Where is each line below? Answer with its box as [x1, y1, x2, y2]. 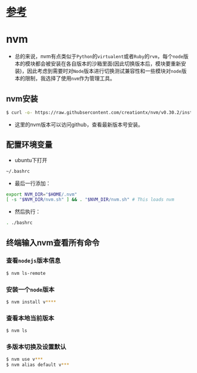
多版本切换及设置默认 [6, 342, 66, 351]
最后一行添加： [14, 180, 51, 187]
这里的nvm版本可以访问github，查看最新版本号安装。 [14, 121, 144, 128]
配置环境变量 [6, 140, 53, 150]
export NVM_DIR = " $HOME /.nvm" [6, 191, 77, 197]
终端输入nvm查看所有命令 [6, 237, 100, 247]
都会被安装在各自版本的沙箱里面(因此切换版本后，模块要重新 [35, 60, 181, 68]
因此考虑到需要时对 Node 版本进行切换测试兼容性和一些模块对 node [26, 68, 182, 75]
